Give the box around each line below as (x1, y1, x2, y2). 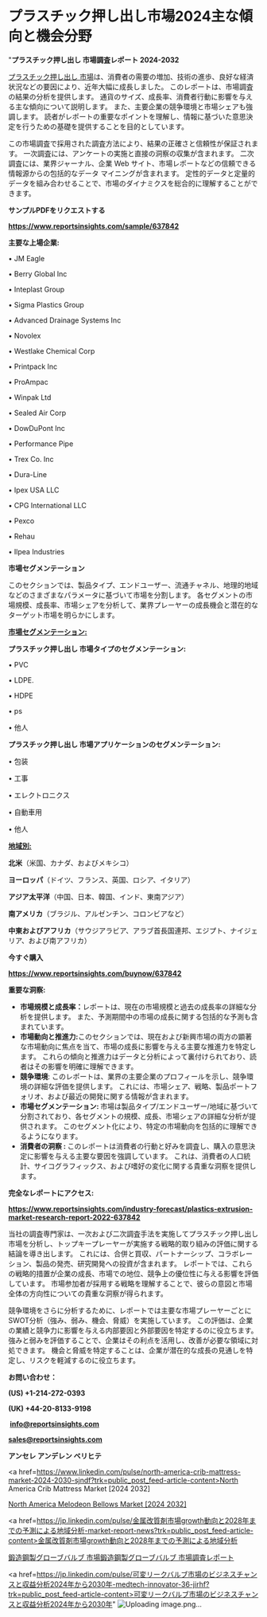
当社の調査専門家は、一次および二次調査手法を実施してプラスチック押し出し (8, 1228, 259, 1239)
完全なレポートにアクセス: (8, 1188, 94, 1197)
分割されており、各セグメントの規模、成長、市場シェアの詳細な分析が (19, 1111, 250, 1121)
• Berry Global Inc (8, 268, 68, 279)
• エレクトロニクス (8, 790, 70, 800)
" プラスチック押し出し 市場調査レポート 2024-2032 (8, 55, 180, 65)
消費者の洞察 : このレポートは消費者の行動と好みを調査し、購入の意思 (19, 1141, 249, 1151)
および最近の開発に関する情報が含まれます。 (47, 1091, 193, 1101)
